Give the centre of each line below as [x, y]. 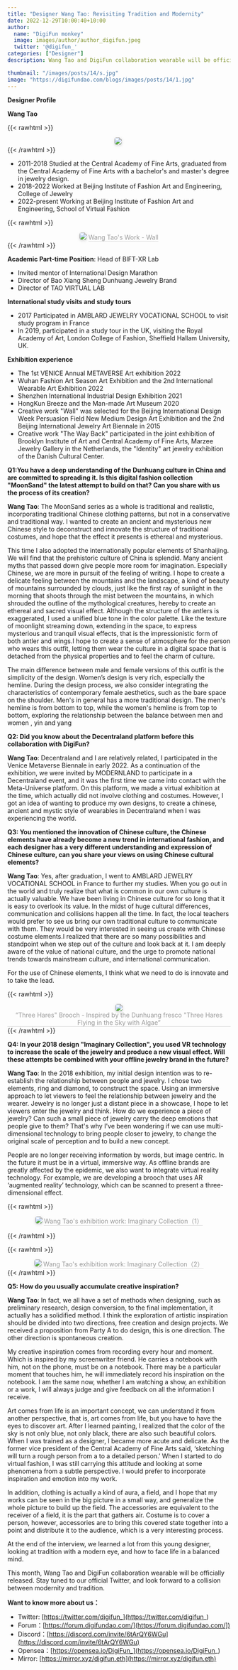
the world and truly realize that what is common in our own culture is [107, 891]
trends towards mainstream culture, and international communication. [109, 959]
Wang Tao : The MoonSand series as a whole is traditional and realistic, [111, 506]
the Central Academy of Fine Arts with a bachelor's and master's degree [123, 171]
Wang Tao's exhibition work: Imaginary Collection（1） [123, 1221]
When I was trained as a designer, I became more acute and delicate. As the [118, 1440]
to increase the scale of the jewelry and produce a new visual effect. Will [116, 1052]
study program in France [53, 323]
